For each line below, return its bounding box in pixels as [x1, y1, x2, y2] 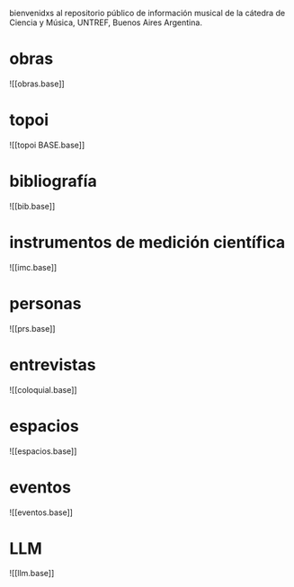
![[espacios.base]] [9, 445, 77, 457]
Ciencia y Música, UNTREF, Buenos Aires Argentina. [9, 17, 202, 28]
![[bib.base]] [9, 200, 56, 211]
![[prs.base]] [9, 323, 56, 334]
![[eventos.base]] [9, 507, 74, 518]
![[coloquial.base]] [9, 384, 78, 395]
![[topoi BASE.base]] [9, 139, 85, 150]
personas [9, 293, 82, 314]
